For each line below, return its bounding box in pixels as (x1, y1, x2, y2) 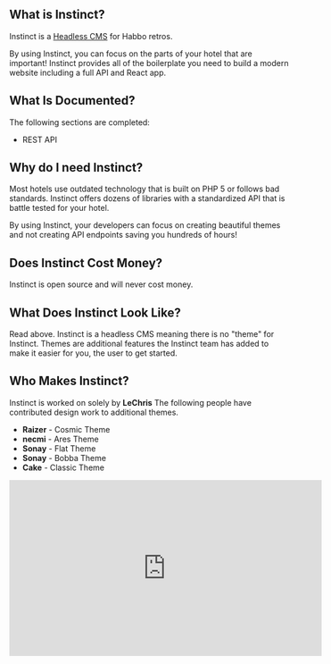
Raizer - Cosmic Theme (21, 424, 111, 434)
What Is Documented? (9, 93, 136, 108)
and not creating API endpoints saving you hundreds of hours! (9, 230, 238, 240)
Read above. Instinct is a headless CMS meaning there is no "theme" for (9, 329, 275, 340)
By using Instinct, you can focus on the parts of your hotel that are (9, 48, 252, 59)
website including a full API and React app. (9, 67, 167, 78)
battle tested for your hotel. (9, 203, 110, 214)
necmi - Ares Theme (21, 433, 100, 444)
